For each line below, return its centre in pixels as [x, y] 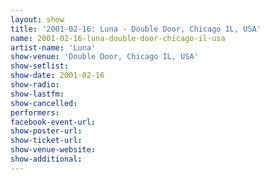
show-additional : [46, 159]
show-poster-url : [46, 131]
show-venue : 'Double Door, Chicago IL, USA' [104, 57]
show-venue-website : [53, 150]
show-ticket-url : [46, 141]
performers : [35, 112]
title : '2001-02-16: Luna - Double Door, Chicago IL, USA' [136, 29]
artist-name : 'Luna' [53, 47]
